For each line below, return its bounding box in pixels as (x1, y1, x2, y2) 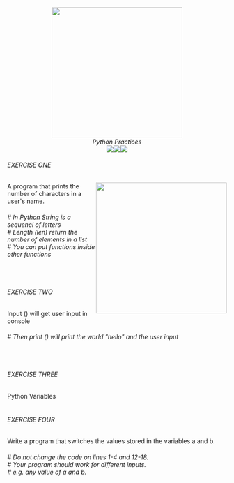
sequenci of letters (7, 220, 61, 229)
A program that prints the (7, 182, 80, 191)
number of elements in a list (7, 235, 88, 244)
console (7, 317, 31, 325)
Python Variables (7, 392, 56, 401)
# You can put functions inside (7, 242, 95, 251)
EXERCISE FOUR (7, 415, 56, 424)
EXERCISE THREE (7, 370, 58, 379)
